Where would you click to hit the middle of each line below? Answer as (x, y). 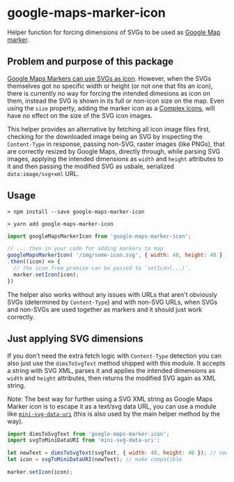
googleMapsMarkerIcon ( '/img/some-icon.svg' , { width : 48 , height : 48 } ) (118, 255)
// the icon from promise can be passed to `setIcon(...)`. (102, 268)
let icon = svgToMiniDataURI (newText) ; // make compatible (95, 460)
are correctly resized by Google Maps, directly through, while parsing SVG (114, 151)
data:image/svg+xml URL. (43, 173)
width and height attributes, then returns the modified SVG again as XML (111, 378)
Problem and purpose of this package (91, 62)
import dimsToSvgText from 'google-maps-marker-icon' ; (88, 434)
